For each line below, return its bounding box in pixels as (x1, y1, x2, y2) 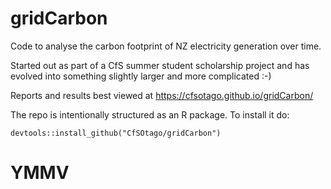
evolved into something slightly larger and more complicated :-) (10, 70, 272, 82)
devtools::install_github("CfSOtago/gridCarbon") (10, 128, 222, 138)
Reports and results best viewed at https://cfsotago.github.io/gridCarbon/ (10, 89, 314, 101)
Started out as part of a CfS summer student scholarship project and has (10, 59, 310, 71)
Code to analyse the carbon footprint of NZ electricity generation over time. (10, 40, 322, 52)
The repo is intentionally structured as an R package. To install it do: (10, 108, 290, 121)
